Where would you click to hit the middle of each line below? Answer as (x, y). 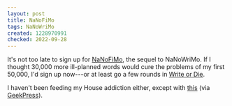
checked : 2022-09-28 (37, 40)
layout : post (26, 14)
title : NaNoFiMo (31, 20)
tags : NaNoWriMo (31, 26)
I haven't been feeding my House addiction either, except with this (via (109, 88)
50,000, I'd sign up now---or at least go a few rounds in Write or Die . (106, 75)
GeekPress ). (25, 96)
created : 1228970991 (37, 33)
